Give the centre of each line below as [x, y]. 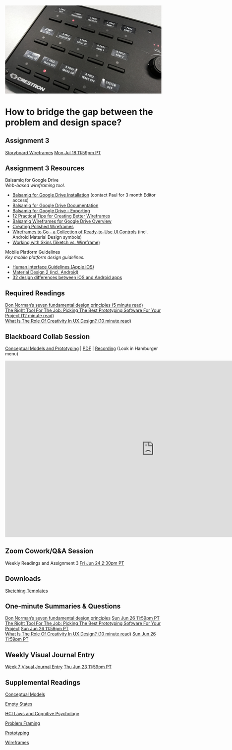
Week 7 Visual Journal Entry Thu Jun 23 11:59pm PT [58, 667]
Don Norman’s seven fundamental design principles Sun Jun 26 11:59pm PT [83, 618]
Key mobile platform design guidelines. [45, 257]
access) [20, 200]
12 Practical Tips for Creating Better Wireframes [61, 216]
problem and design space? [63, 122]
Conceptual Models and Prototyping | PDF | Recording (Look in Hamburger [82, 348]
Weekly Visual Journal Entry [50, 655]
